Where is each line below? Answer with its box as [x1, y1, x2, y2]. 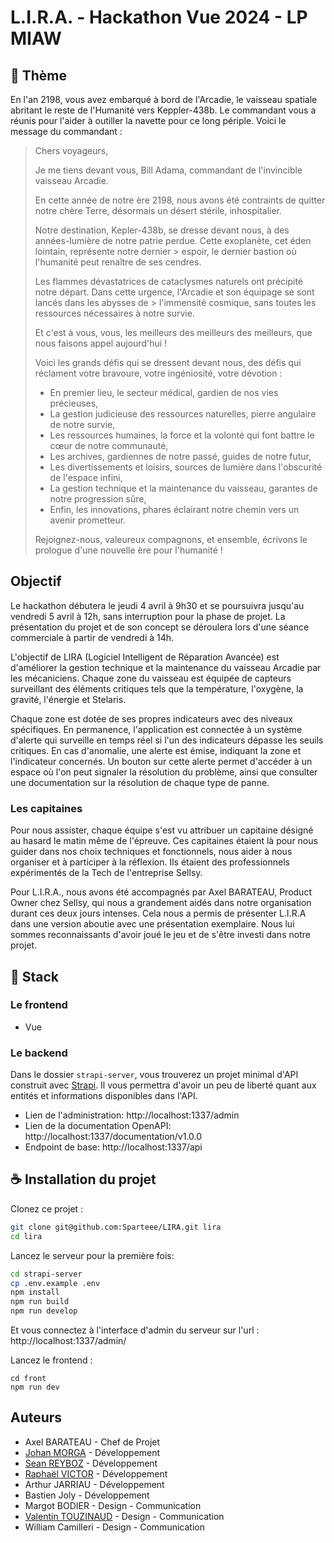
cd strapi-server [10, 1269, 83, 1279]
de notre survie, [49, 419, 116, 430]
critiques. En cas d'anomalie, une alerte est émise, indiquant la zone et [10, 744, 302, 756]
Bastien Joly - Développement [24, 1489, 150, 1501]
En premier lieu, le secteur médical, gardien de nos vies [49, 387, 279, 398]
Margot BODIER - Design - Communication [24, 1499, 202, 1511]
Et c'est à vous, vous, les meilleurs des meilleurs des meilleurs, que [34, 327, 313, 338]
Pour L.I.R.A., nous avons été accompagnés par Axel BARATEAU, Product [10, 886, 312, 898]
